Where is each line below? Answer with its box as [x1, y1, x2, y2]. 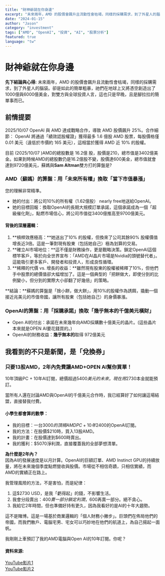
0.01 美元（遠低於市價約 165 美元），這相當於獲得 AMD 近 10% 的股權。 [5, 139, 149, 145]
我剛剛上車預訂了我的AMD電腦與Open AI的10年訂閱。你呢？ [5, 536, 127, 542]
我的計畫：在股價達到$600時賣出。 [12, 435, 84, 440]
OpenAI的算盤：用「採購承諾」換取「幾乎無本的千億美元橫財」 [5, 307, 154, 314]
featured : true [5, 35, 36, 40]
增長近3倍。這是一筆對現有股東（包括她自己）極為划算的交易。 [12, 241, 140, 246]
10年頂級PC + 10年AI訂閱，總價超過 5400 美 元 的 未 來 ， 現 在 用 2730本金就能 [5, 375, 154, 381]
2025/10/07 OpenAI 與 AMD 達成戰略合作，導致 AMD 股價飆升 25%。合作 [5, 127, 155, 133]
